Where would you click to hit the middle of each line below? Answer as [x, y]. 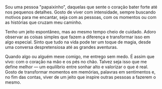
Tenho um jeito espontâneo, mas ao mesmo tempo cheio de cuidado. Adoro [81, 32]
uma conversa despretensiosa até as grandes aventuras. [61, 47]
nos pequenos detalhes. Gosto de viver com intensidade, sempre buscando [81, 12]
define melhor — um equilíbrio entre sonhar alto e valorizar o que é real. [77, 67]
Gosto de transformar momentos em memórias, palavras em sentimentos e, [80, 72]
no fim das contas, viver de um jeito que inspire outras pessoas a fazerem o [81, 77]
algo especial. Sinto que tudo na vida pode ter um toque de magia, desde [78, 42]
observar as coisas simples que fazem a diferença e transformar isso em [78, 37]
